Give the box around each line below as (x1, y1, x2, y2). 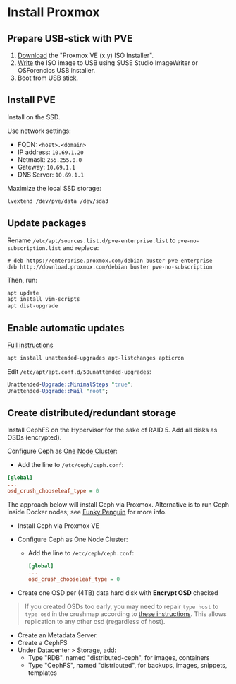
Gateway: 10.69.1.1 (17, 163, 75, 171)
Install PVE (7, 94, 56, 106)
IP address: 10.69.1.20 (17, 148, 84, 156)
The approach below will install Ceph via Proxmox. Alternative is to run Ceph (7, 500, 230, 509)
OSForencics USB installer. (17, 66, 96, 74)
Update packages (7, 217, 87, 230)
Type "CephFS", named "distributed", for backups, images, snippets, (27, 661, 228, 669)
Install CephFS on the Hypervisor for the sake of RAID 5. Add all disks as (7, 425, 218, 435)
